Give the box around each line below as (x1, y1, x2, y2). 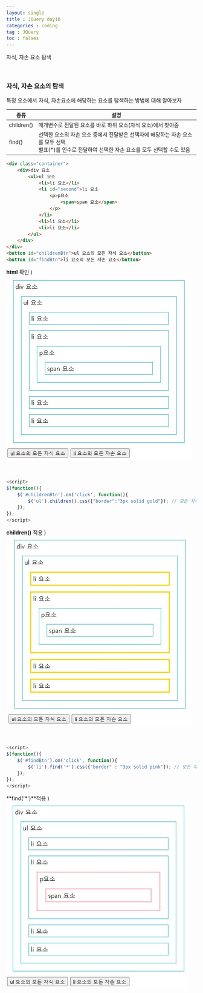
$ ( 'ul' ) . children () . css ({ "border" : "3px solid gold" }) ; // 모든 (28, 498, 188, 504)
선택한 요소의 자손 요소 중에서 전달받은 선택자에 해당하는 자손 (38, 131, 181, 138)
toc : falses (6, 35, 39, 42)
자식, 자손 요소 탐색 (6, 53, 51, 61)
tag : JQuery (6, 29, 39, 35)
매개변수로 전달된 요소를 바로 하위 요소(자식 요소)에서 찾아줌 (38, 121, 179, 129)
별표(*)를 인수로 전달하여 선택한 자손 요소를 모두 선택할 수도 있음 (38, 146, 190, 153)
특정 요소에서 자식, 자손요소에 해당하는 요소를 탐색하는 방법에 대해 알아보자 (6, 97, 182, 104)
